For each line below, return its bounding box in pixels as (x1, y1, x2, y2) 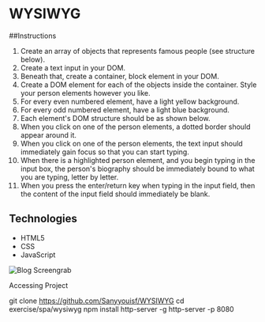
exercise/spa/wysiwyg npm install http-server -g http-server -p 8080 (9, 304, 235, 313)
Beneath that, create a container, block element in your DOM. (20, 71, 219, 81)
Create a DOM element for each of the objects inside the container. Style (20, 80, 257, 89)
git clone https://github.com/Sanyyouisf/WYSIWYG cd (9, 296, 185, 305)
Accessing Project (9, 280, 69, 290)
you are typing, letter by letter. (20, 172, 119, 182)
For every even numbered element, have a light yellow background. (20, 97, 240, 106)
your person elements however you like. (20, 88, 151, 97)
